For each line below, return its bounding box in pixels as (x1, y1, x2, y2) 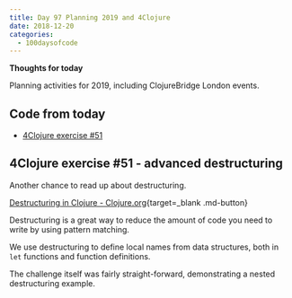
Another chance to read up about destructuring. (9, 180, 187, 190)
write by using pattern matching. (9, 223, 130, 234)
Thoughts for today (9, 63, 84, 74)
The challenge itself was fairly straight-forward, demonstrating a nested (9, 268, 276, 279)
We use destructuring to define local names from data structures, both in (9, 241, 279, 252)
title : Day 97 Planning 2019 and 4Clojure (9, 13, 171, 22)
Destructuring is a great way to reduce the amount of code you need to (9, 215, 273, 225)
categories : (9, 30, 54, 39)
